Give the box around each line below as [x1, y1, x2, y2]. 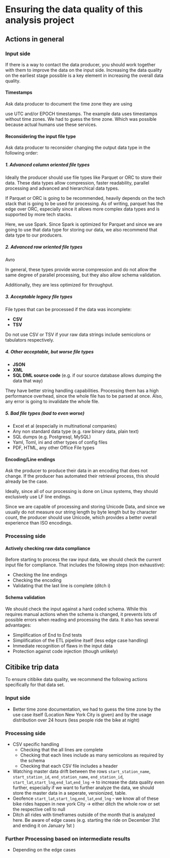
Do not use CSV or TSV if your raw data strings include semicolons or [5, 331, 151, 337]
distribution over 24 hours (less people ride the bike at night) [12, 717, 140, 723]
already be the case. [5, 478, 48, 485]
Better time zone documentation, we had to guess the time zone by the [12, 706, 161, 712]
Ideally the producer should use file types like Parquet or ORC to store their [5, 174, 162, 180]
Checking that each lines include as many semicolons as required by [20, 752, 164, 758]
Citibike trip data [5, 663, 59, 671]
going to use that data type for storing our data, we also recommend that [5, 227, 157, 233]
